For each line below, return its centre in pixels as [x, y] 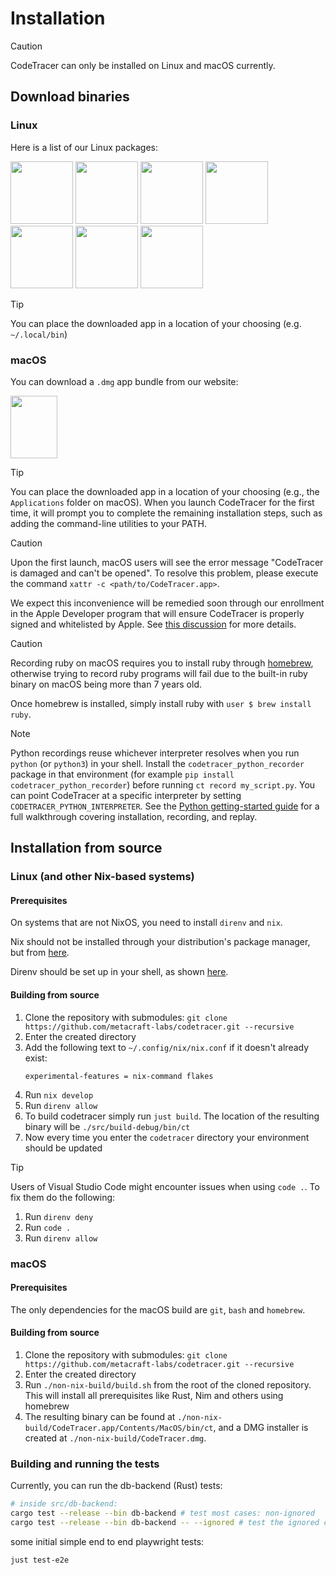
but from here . [40, 953]
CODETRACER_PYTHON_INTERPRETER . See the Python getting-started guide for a [165, 806]
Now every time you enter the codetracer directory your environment [167, 1137]
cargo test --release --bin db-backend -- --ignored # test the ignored [165, 1523]
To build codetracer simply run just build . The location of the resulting [172, 1116]
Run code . [48, 1227]
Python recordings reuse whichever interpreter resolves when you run [155, 753]
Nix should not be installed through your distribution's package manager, [160, 942]
